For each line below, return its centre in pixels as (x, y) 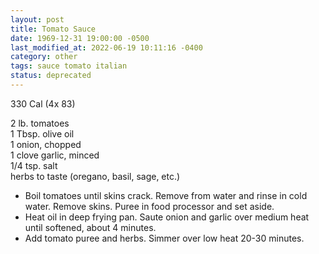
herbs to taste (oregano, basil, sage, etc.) (95, 176)
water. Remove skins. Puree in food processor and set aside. (149, 206)
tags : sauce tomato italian (69, 66)
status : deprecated (51, 76)
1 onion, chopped (46, 144)
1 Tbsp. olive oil (42, 133)
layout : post (37, 19)
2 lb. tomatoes (40, 123)
